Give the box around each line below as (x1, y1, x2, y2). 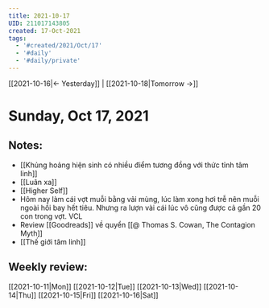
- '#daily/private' (15, 57, 81, 65)
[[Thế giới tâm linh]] (19, 236, 86, 246)
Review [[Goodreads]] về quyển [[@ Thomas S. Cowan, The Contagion (19, 220, 256, 229)
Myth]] (19, 228, 43, 238)
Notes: (8, 138, 43, 153)
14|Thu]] (8, 290, 37, 300)
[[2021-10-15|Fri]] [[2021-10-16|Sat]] (38, 290, 159, 300)
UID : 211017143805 (8, 19, 70, 27)
